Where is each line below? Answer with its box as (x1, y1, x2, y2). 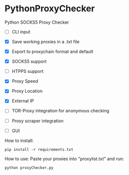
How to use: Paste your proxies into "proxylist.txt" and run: (4, 156, 124, 162)
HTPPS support (11, 69, 44, 74)
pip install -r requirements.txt (4, 147, 74, 152)
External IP (11, 98, 34, 104)
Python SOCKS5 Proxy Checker (4, 19, 69, 25)
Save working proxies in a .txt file (11, 39, 80, 44)
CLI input (11, 29, 31, 35)
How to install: (4, 138, 34, 143)
